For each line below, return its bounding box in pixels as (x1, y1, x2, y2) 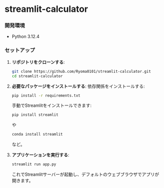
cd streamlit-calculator (11, 73, 63, 79)
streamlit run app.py (11, 162, 56, 167)
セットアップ (4, 47, 35, 54)
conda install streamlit (11, 132, 63, 137)
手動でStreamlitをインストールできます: (11, 102, 92, 108)
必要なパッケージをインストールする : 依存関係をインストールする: (11, 83, 145, 89)
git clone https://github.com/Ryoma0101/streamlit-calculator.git (11, 69, 151, 74)
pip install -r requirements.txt (11, 93, 81, 98)
